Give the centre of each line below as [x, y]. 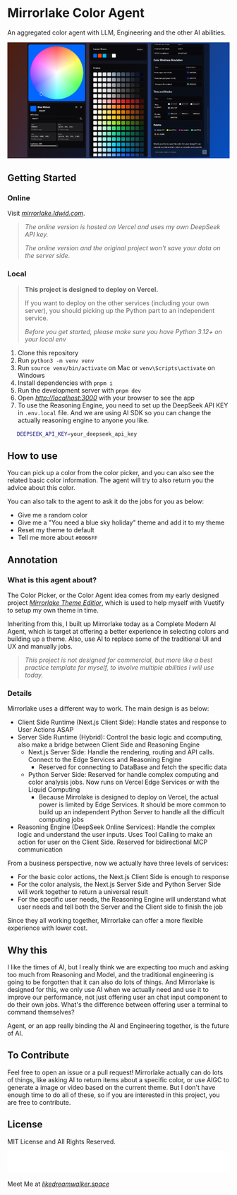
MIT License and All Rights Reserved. [62, 1141]
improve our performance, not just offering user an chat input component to [117, 997]
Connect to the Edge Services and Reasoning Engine [105, 760]
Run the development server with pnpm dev [79, 390]
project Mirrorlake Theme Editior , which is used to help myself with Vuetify [116, 602]
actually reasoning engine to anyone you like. [83, 420]
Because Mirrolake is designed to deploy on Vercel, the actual [128, 797]
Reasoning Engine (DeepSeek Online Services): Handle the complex [116, 827]
